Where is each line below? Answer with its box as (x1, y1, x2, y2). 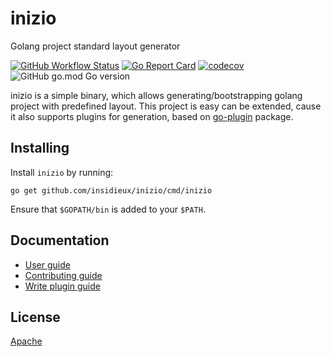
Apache (10, 335, 43, 347)
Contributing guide (24, 269, 103, 281)
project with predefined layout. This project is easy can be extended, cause (10, 100, 322, 112)
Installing (10, 140, 70, 157)
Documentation (10, 232, 110, 249)
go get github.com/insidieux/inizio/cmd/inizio (10, 185, 213, 196)
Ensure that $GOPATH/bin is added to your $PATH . (10, 203, 206, 215)
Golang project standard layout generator (10, 40, 181, 52)
